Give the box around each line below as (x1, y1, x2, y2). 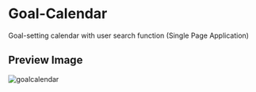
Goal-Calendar (8, 5, 108, 23)
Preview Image (8, 53, 83, 67)
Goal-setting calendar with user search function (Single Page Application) (8, 31, 250, 40)
